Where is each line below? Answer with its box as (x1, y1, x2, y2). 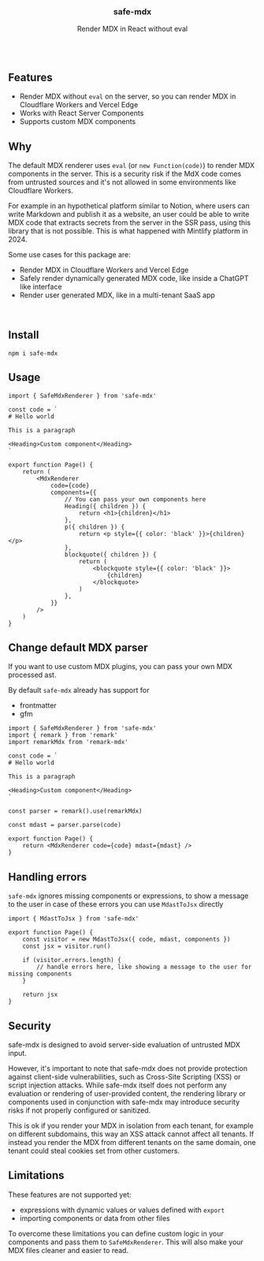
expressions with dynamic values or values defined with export (19, 1205, 225, 1214)
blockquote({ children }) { (64, 550, 157, 559)
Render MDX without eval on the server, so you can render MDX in (19, 92, 236, 101)
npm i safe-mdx (8, 349, 58, 357)
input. (8, 1048, 28, 1057)
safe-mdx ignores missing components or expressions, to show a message (8, 891, 249, 900)
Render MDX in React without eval (77, 24, 188, 34)
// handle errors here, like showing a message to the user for (36, 964, 252, 971)
